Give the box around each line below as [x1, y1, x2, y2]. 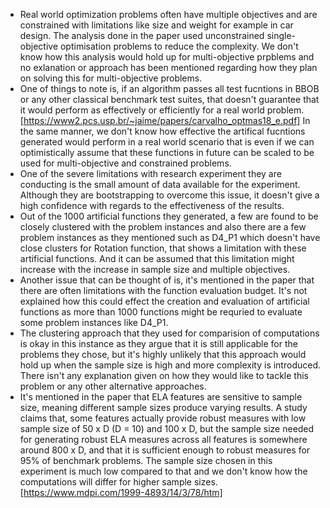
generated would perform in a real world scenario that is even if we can [19, 136, 315, 148]
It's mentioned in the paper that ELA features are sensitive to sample [19, 391, 303, 403]
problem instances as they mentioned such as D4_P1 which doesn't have [19, 232, 321, 243]
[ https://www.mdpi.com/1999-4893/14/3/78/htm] [19, 487, 223, 498]
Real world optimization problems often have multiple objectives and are [19, 9, 318, 20]
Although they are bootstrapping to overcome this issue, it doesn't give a [19, 189, 320, 201]
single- [266, 30, 297, 41]
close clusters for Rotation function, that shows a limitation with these [19, 242, 307, 254]
